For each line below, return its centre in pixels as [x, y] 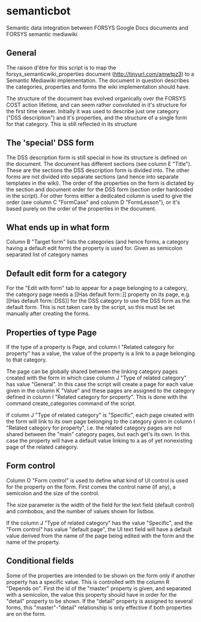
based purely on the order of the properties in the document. [82, 208]
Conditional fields [40, 561]
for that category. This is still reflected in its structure [72, 124]
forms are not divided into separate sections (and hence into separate [92, 176]
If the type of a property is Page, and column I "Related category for [90, 347]
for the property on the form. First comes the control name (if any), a [91, 487]
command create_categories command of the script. [71, 403]
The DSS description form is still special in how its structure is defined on [97, 157]
